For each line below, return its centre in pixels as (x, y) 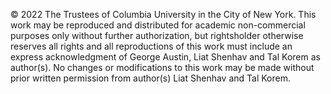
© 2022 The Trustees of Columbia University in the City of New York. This (163, 14)
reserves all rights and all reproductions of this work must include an (151, 46)
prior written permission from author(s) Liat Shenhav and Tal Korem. (150, 78)
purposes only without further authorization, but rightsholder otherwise (157, 35)
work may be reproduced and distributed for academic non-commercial (158, 25)
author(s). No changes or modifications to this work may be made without (162, 67)
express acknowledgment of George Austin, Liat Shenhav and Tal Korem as (165, 57)
